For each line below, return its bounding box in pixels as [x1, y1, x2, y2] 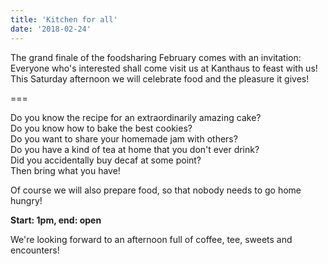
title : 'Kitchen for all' [10, 14, 118, 25]
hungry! [10, 194, 43, 206]
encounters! [10, 244, 60, 256]
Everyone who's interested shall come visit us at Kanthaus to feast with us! [10, 62, 318, 74]
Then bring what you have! [10, 164, 121, 176]
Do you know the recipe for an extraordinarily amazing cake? [10, 111, 262, 123]
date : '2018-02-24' [10, 24, 92, 34]
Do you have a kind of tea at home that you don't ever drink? [10, 143, 260, 155]
